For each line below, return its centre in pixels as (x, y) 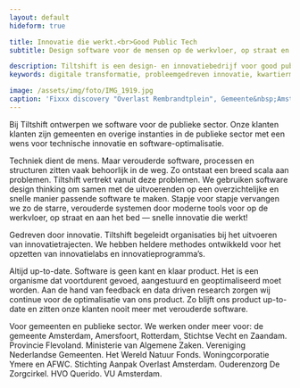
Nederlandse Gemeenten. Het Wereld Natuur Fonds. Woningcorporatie (139, 354)
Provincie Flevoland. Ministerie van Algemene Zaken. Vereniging (128, 345)
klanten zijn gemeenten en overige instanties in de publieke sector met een (147, 134)
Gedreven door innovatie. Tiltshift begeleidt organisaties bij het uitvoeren (143, 235)
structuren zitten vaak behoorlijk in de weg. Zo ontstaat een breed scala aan (149, 169)
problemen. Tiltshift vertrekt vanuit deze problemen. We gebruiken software (149, 179)
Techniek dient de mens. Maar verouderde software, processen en (132, 161)
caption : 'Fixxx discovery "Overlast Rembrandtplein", (113, 99)
